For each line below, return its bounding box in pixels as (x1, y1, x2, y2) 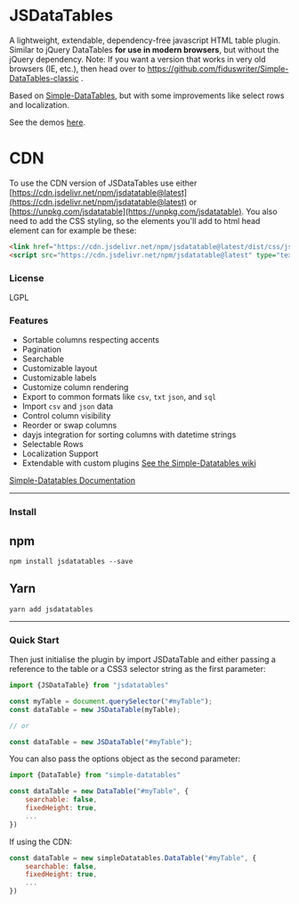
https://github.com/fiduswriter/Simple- (147, 63, 289, 74)
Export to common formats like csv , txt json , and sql (21, 392, 216, 402)
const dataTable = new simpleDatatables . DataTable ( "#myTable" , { (9, 853, 256, 862)
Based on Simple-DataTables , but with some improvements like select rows (9, 90, 285, 101)
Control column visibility (21, 411, 111, 421)
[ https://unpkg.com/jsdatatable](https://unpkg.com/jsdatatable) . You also (9, 206, 278, 217)
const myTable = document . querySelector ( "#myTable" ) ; (9, 697, 214, 706)
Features (9, 314, 49, 327)
